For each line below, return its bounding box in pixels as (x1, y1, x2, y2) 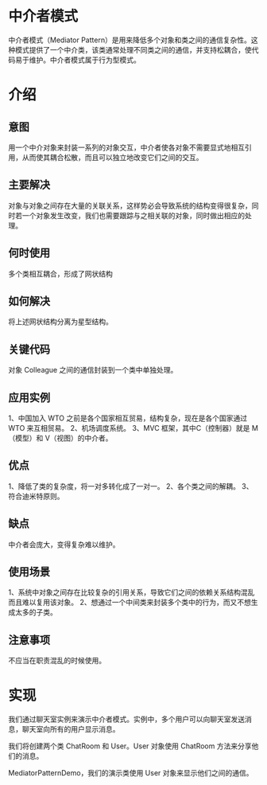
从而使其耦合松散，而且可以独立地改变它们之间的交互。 (21, 152, 203, 162)
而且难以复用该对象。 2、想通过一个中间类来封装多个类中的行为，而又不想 (8, 598, 252, 607)
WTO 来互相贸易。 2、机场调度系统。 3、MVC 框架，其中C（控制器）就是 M (8, 424, 258, 432)
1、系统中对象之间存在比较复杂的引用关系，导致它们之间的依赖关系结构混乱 (8, 588, 255, 597)
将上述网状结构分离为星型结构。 (8, 317, 113, 326)
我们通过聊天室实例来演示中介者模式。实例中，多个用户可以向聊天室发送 (8, 714, 245, 724)
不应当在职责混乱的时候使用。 (8, 656, 106, 666)
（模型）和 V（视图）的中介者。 (8, 433, 113, 443)
